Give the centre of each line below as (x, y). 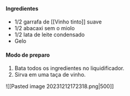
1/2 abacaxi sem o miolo (44, 28)
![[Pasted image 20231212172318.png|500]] (60, 86)
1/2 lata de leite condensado (50, 35)
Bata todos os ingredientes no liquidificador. (69, 68)
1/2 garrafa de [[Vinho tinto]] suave (58, 22)
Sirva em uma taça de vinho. (50, 75)
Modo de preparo (28, 55)
